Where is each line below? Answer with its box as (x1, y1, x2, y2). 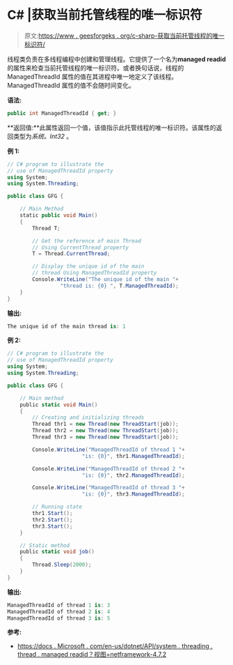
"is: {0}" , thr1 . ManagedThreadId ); (81, 452, 186, 459)
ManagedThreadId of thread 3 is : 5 (7, 615, 111, 622)
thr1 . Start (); (32, 510, 73, 517)
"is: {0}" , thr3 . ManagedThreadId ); (81, 491, 186, 498)
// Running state (32, 503, 82, 510)
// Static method (19, 542, 70, 549)
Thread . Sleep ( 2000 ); (32, 561, 92, 569)
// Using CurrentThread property (32, 244, 129, 251)
